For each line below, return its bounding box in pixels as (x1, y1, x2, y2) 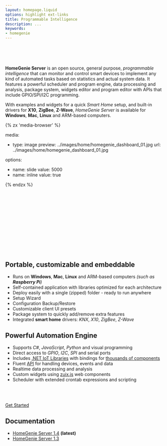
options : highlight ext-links (5, 12, 69, 17)
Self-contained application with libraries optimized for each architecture (12, 284, 162, 290)
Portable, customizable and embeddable (5, 260, 135, 269)
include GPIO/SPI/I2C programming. (5, 92, 80, 98)
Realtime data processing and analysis (12, 366, 93, 372)
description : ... (5, 21, 42, 27)
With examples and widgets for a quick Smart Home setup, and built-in (5, 102, 152, 107)
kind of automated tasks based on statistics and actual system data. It (5, 76, 150, 82)
